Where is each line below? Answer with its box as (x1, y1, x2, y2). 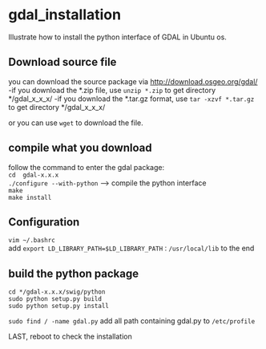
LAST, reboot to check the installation (8, 331, 132, 342)
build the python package (8, 266, 139, 280)
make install (8, 193, 52, 201)
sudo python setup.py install (8, 302, 110, 310)
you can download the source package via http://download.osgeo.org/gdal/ (8, 76, 258, 86)
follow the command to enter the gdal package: (8, 162, 165, 172)
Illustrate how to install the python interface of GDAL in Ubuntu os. (8, 32, 227, 42)
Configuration (8, 215, 80, 229)
